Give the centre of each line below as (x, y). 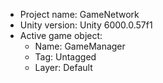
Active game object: (61, 35)
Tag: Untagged (65, 57)
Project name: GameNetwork (79, 14)
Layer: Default (63, 67)
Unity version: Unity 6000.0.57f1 (86, 25)
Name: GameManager (80, 46)
